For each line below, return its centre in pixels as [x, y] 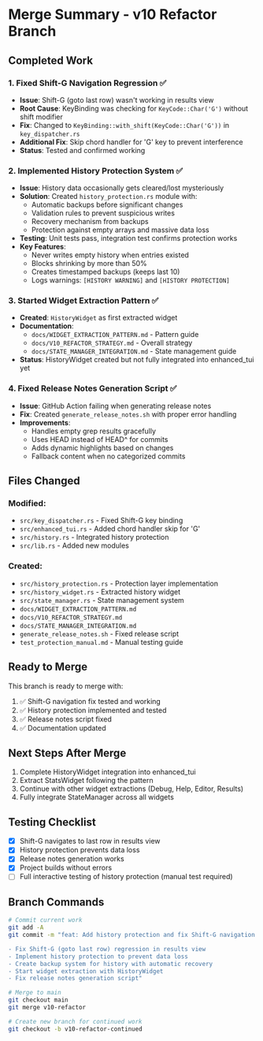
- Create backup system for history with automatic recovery [111, 964]
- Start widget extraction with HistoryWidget [86, 971]
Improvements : [45, 422]
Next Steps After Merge [67, 753]
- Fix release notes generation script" [76, 979]
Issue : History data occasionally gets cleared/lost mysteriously [122, 188]
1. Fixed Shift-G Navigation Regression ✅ [87, 83]
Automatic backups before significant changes [107, 205]
